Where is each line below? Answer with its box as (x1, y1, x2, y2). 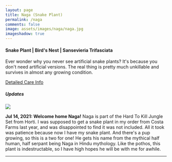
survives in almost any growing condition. (5, 70, 93, 76)
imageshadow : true (5, 31, 45, 36)
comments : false (5, 21, 40, 27)
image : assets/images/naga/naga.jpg (5, 27, 83, 32)
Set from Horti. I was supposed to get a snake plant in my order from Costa (5, 119, 164, 125)
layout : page (5, 7, 33, 13)
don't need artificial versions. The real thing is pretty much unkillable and (5, 64, 159, 70)
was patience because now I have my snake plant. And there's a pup (5, 130, 150, 136)
